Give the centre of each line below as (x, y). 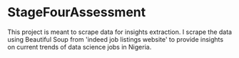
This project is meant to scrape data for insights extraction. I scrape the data (120, 32)
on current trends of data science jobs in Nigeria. (80, 47)
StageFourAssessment (77, 12)
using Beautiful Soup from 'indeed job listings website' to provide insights (115, 39)
